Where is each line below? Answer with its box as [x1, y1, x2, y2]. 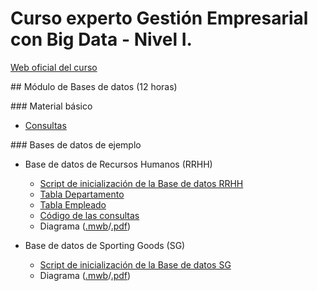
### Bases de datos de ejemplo [10, 138, 142, 151]
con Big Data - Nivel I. [10, 28, 193, 51]
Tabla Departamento [39, 188, 125, 200]
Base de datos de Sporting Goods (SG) [24, 239, 186, 251]
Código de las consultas [39, 209, 140, 221]
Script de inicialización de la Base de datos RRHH [39, 177, 244, 189]
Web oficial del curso [10, 61, 98, 73]
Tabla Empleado [39, 198, 107, 211]
